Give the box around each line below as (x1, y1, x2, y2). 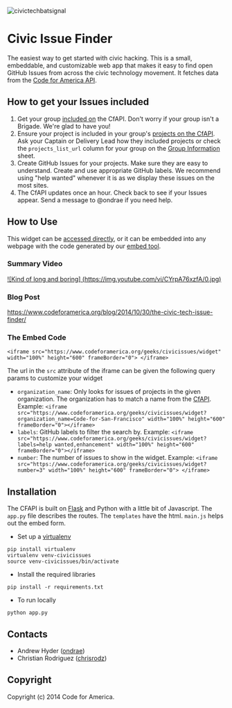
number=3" (17, 467, 46, 474)
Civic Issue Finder (7, 31, 113, 47)
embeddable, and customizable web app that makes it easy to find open (7, 61, 213, 69)
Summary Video (7, 259, 63, 269)
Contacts (7, 628, 48, 640)
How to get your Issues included (7, 96, 150, 108)
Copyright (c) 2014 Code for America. (7, 692, 115, 701)
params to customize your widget (7, 374, 103, 382)
